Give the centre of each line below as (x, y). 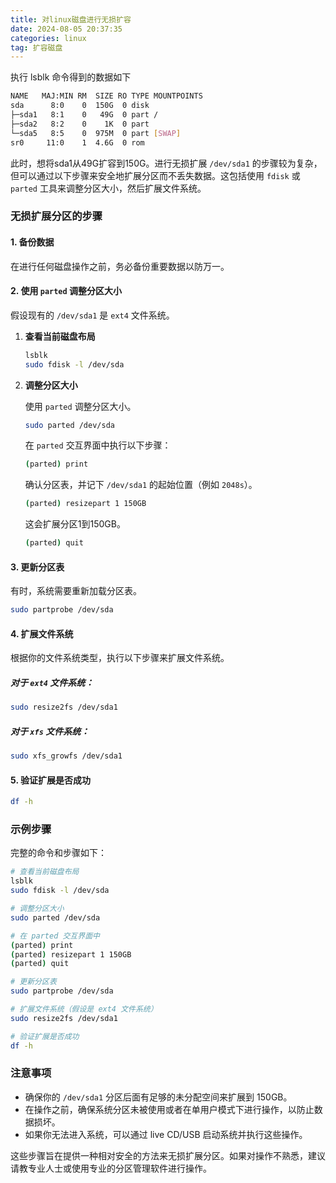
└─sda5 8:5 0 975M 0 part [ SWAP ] (96, 133)
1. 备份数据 (32, 242)
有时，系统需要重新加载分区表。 (76, 591)
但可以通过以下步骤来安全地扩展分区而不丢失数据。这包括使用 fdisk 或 (155, 175)
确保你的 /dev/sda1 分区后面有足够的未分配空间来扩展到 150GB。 (158, 1097)
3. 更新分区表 (37, 567)
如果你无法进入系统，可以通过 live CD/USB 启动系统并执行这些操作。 (166, 1134)
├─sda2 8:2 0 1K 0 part (80, 124)
